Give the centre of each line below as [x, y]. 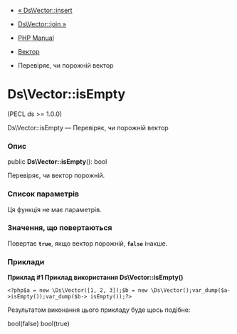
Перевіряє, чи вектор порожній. [56, 176]
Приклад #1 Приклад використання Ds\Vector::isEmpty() [95, 278]
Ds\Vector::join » [42, 24]
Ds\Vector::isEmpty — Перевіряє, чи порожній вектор [88, 127]
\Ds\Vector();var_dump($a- [191, 291]
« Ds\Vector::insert [45, 10]
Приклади [26, 261]
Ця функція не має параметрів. [54, 209]
